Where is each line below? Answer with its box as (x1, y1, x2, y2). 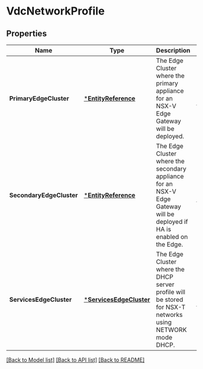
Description (156, 47, 191, 54)
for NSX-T (156, 303, 185, 311)
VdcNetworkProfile (6, 4, 105, 18)
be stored (156, 295, 183, 304)
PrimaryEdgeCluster (9, 94, 69, 102)
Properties (6, 28, 47, 39)
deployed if (156, 218, 188, 226)
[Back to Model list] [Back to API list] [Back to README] (6, 356, 145, 364)
